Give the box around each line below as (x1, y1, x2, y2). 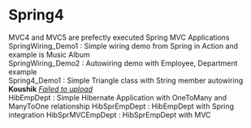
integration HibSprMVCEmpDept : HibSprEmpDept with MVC (8, 109, 211, 119)
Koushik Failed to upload (8, 83, 93, 94)
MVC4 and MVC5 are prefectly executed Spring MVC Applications (8, 32, 230, 42)
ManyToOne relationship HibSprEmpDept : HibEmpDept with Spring (8, 101, 234, 111)
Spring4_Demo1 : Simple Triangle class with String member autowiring (8, 75, 244, 85)
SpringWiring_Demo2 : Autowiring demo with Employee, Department (8, 58, 238, 68)
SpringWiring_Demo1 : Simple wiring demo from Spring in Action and (8, 41, 238, 50)
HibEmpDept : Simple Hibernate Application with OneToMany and (8, 92, 227, 102)
